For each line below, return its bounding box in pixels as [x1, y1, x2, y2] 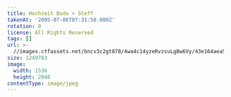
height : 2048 [13, 73, 51, 81]
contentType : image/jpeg [7, 80, 78, 87]
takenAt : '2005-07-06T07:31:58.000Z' [7, 16, 115, 23]
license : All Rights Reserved [7, 29, 94, 36]
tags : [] [7, 36, 32, 42]
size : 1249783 [7, 55, 48, 61]
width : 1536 [13, 67, 48, 74]
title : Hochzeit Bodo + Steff [7, 10, 94, 17]
